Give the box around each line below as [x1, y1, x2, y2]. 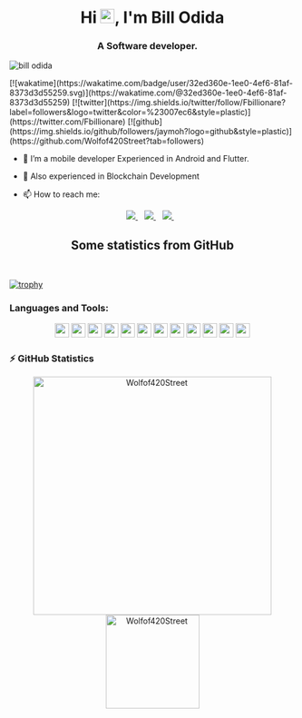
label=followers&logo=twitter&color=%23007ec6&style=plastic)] [9, 107, 251, 118]
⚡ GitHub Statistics [9, 352, 94, 365]
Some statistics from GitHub [71, 237, 234, 252]
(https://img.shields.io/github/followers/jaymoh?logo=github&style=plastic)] [9, 126, 293, 137]
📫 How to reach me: [22, 189, 101, 200]
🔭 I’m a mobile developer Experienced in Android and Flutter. [22, 153, 249, 164]
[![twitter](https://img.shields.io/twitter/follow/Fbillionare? [72, 97, 286, 108]
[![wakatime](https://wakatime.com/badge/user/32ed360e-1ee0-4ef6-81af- [9, 78, 293, 89]
